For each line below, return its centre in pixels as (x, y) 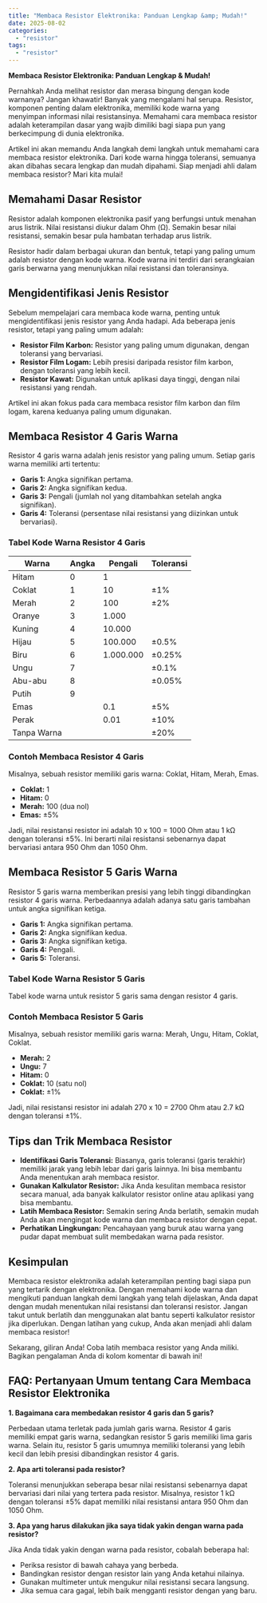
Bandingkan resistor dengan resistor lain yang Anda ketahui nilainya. (132, 1573)
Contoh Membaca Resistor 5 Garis (76, 1017)
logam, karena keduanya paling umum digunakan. (90, 411)
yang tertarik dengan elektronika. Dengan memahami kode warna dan (123, 1290)
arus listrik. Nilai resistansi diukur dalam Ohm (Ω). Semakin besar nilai (122, 227)
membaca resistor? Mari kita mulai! (66, 174)
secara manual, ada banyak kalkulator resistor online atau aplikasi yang (137, 1194)
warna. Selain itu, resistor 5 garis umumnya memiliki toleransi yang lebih (127, 1445)
